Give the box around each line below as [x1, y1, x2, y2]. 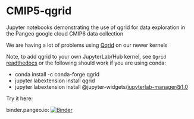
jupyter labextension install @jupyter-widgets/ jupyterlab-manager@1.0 [14, 83, 189, 90]
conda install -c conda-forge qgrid [14, 70, 100, 78]
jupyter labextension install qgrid [14, 77, 95, 84]
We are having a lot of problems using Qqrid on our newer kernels [6, 41, 168, 49]
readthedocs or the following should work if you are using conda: [6, 59, 167, 66]
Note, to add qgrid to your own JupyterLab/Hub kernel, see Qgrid [6, 53, 167, 60]
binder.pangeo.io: [6, 106, 49, 113]
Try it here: [6, 95, 33, 102]
